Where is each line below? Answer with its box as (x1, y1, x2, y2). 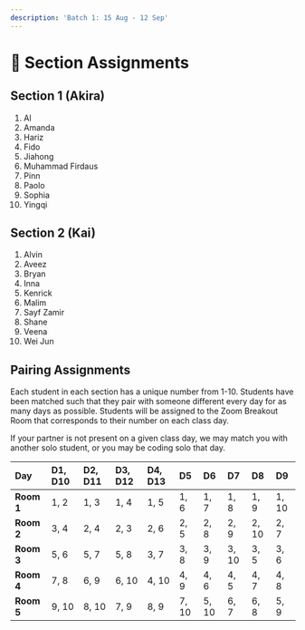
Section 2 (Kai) (10, 226, 96, 241)
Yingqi (23, 199, 48, 209)
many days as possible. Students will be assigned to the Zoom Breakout (10, 405, 279, 417)
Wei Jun (23, 336, 54, 347)
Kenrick (23, 287, 52, 299)
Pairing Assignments (10, 362, 130, 377)
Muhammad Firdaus (23, 160, 99, 171)
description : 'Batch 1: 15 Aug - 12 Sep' (10, 13, 169, 23)
